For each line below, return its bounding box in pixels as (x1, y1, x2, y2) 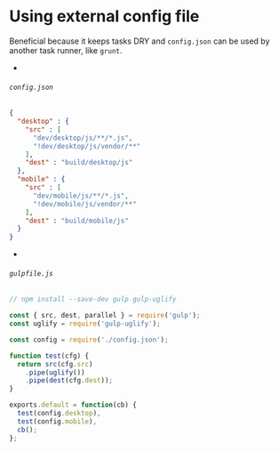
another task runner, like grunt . (9, 44, 123, 55)
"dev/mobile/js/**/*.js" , (32, 191, 129, 200)
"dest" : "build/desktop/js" (25, 158, 133, 167)
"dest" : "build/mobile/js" (25, 216, 129, 225)
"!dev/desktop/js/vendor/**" (32, 141, 141, 150)
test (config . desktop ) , (17, 409, 101, 418)
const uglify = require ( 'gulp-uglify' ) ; (9, 319, 162, 328)
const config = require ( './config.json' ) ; (9, 335, 169, 344)
